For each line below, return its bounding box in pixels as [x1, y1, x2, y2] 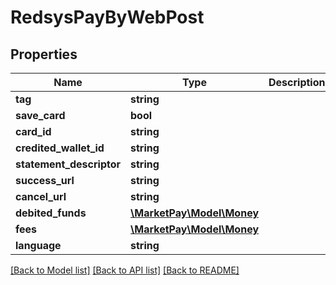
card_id [15, 125, 52, 138]
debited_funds [15, 206, 87, 220]
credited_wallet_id [15, 141, 105, 155]
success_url [15, 174, 75, 187]
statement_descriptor [15, 157, 122, 171]
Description [268, 76, 326, 89]
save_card [15, 109, 66, 122]
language [15, 239, 62, 252]
